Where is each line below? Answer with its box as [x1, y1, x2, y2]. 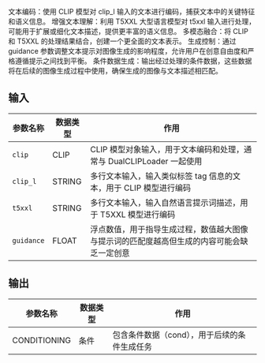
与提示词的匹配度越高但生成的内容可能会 [90, 235, 241, 246]
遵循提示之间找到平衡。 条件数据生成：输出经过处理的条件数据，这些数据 [14, 56, 252, 65]
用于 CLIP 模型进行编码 [106, 182, 192, 193]
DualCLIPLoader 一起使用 [107, 155, 203, 167]
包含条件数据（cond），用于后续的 [112, 329, 238, 340]
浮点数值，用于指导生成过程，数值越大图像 [90, 223, 248, 234]
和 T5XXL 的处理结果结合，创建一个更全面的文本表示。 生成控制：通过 [8, 36, 237, 46]
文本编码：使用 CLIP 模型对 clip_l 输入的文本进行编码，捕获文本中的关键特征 [8, 7, 256, 16]
